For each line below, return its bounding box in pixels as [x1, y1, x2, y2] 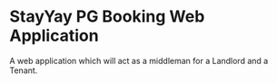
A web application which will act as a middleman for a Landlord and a [9, 55, 269, 66]
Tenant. [9, 65, 38, 76]
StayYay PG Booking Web [9, 6, 205, 27]
